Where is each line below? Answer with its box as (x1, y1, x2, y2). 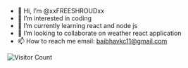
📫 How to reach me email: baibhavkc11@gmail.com (17, 37, 168, 45)
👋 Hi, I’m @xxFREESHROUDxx (17, 7, 104, 15)
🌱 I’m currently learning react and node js (17, 22, 138, 29)
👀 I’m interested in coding (17, 14, 92, 22)
